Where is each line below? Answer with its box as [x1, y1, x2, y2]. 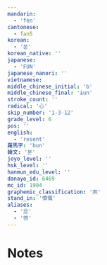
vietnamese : [7, 76, 42, 84]
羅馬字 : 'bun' [7, 142, 46, 150]
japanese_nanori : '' [7, 69, 68, 77]
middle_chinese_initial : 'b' [7, 83, 93, 90]
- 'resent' [13, 135, 46, 142]
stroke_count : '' [7, 96, 58, 103]
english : [7, 129, 33, 136]
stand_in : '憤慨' [7, 195, 56, 202]
